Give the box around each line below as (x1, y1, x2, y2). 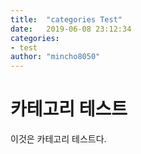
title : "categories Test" (10, 14, 123, 25)
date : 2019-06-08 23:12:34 (10, 24, 132, 34)
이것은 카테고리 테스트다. (10, 133, 107, 145)
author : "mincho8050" (10, 52, 101, 62)
